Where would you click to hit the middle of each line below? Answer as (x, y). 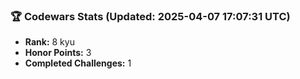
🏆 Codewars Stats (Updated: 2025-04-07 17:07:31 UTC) (150, 16)
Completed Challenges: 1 (78, 63)
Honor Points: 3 (58, 53)
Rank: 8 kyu (49, 42)
